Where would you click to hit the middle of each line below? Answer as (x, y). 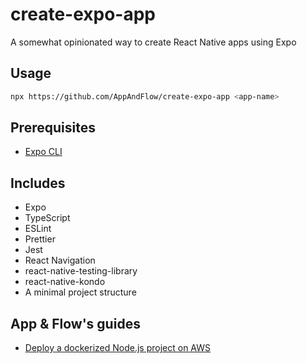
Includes (38, 183)
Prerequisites (53, 128)
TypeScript (47, 218)
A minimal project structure (80, 292)
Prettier (40, 239)
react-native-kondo (65, 282)
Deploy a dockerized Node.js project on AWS (117, 348)
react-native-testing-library (81, 271)
